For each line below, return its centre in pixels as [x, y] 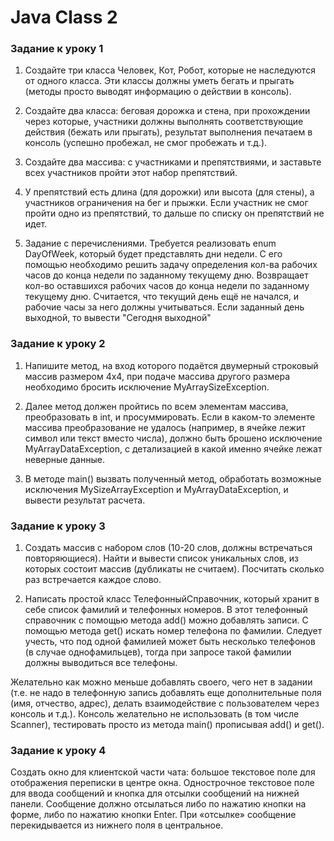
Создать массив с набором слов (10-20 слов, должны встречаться [168, 548]
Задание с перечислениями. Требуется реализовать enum [150, 243]
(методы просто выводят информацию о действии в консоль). [158, 92]
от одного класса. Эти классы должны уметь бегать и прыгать [159, 81]
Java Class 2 [64, 17]
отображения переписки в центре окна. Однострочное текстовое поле [162, 783]
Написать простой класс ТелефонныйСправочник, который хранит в [172, 599]
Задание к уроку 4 [58, 750]
